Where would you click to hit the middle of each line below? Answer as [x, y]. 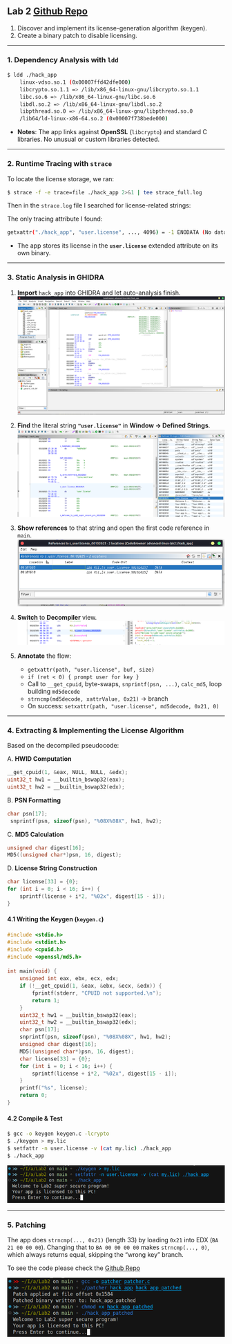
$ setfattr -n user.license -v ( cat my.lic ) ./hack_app [89, 1148]
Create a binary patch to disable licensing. [77, 35]
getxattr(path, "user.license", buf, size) [91, 670]
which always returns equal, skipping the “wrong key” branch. [96, 1255]
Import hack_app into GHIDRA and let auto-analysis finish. [99, 293]
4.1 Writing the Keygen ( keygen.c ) [56, 919]
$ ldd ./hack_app [32, 75]
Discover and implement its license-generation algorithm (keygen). [112, 28]
